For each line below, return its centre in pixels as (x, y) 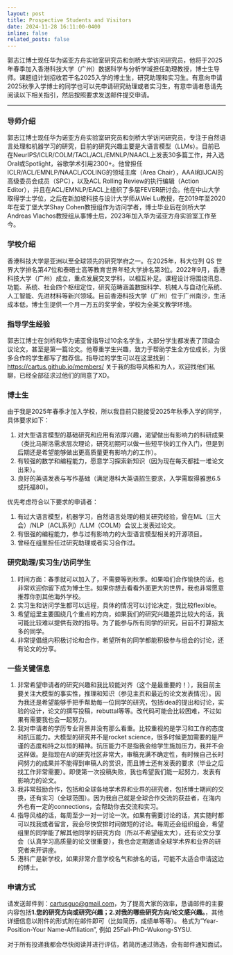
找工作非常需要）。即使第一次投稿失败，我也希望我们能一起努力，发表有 (119, 771)
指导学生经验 (29, 324)
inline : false (28, 33)
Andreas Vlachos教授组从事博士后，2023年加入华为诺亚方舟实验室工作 (109, 216)
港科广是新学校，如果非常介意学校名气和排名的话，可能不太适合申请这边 (120, 858)
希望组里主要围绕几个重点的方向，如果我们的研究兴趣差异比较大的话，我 (120, 613)
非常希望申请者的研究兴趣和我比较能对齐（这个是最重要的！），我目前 (116, 684)
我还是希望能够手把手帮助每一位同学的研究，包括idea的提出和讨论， (121, 702)
